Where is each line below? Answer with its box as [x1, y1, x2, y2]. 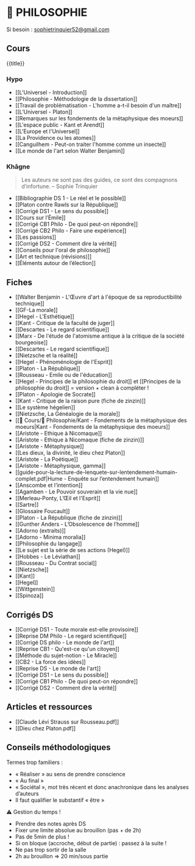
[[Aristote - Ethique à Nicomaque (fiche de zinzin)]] [15, 436, 144, 443]
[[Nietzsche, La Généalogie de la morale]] [15, 410, 121, 418]
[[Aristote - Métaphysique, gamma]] [15, 462, 106, 470]
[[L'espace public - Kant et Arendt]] [15, 122, 105, 129]
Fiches [6, 277, 32, 288]
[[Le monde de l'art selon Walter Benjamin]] [15, 147, 125, 155]
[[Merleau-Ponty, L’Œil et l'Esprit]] [15, 495, 101, 502]
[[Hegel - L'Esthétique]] [15, 313, 74, 320]
